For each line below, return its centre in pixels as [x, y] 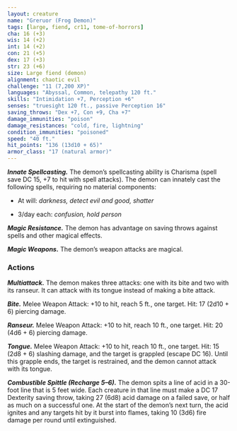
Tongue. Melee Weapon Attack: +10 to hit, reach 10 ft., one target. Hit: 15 [113, 346]
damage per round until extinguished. [62, 420]
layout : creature [33, 14]
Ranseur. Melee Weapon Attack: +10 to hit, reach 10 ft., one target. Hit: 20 [115, 325]
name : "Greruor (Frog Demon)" [52, 20]
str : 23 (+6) [27, 66]
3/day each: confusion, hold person [70, 214]
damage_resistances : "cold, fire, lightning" [75, 125]
